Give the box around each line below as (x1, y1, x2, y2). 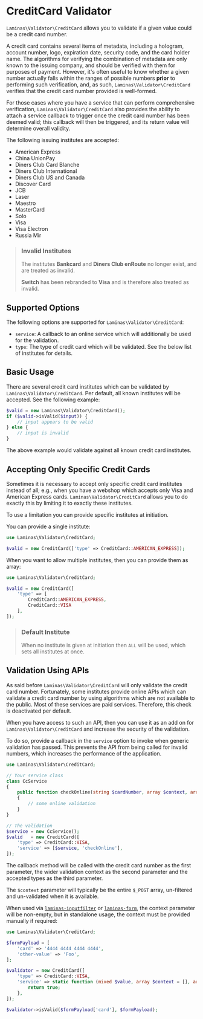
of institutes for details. (14, 349, 72, 357)
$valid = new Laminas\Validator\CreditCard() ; (6, 407, 126, 413)
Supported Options (6, 302, 80, 312)
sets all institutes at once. (21, 648, 85, 655)
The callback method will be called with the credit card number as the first (6, 862, 192, 869)
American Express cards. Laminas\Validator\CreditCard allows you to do (6, 493, 188, 500)
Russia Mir (14, 231, 42, 239)
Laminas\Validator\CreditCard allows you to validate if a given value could (6, 24, 192, 31)
